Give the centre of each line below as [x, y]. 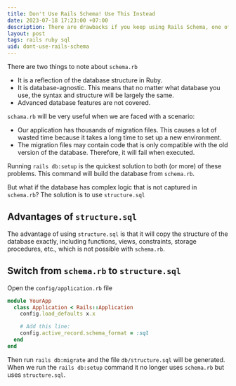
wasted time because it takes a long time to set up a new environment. [119, 137]
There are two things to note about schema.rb [73, 67]
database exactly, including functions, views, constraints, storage [102, 241]
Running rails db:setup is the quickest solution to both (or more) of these [114, 166]
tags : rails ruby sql [39, 40]
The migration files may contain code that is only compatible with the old [123, 145]
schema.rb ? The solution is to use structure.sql [76, 195]
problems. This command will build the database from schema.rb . [101, 174]
